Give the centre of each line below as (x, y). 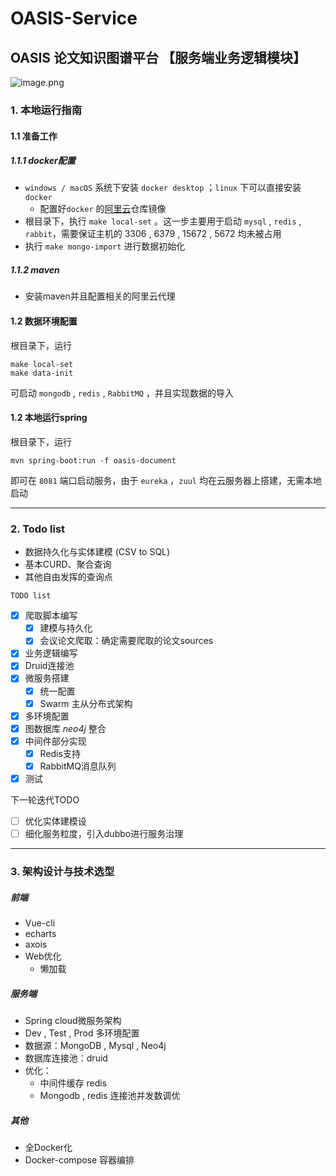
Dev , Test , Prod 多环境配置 (82, 1033)
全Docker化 (48, 1147)
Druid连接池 (49, 666)
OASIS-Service (74, 18)
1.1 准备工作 (34, 136)
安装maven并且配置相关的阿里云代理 (100, 296)
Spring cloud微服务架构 (73, 1021)
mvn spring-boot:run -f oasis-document (93, 460)
